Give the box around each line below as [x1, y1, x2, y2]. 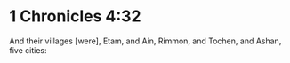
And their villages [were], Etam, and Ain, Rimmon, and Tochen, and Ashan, [9, 35, 282, 46]
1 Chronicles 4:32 [9, 6, 141, 27]
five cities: [9, 44, 47, 55]
